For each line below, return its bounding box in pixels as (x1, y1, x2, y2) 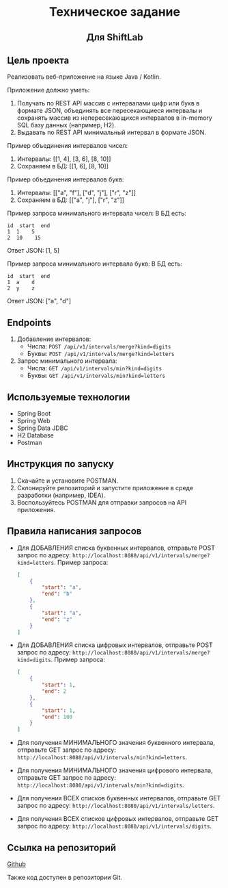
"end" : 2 (42, 688, 67, 695)
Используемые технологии (7, 391, 130, 403)
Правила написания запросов (7, 525, 142, 537)
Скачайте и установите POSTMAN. (16, 477, 118, 485)
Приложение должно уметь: (7, 86, 90, 94)
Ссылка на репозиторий (7, 841, 117, 853)
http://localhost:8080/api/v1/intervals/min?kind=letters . (16, 753, 188, 761)
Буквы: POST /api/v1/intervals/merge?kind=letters (27, 350, 175, 358)
